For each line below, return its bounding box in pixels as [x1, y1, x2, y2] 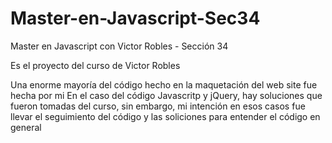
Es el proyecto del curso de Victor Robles [10, 59, 181, 71]
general [10, 121, 42, 133]
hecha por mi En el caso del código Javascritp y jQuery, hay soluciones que [10, 89, 323, 101]
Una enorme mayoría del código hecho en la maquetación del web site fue [10, 78, 318, 91]
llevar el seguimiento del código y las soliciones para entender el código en [10, 110, 321, 122]
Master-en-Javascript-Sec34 [10, 7, 261, 30]
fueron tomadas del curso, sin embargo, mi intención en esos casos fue [10, 100, 306, 112]
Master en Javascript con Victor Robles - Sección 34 [10, 40, 229, 52]
